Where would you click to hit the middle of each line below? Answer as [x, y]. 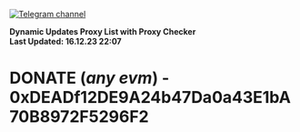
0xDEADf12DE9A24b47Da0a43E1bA [150, 98]
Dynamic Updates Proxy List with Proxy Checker [103, 31]
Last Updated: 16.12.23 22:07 [65, 41]
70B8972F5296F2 [79, 117]
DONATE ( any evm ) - [90, 78]
